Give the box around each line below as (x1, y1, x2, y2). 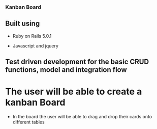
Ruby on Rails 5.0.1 (12, 33, 52, 39)
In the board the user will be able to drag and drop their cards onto (12, 114, 152, 120)
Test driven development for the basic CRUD (5, 58, 149, 66)
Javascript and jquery (12, 42, 58, 49)
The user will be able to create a (5, 86, 142, 97)
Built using (5, 19, 40, 28)
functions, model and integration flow (5, 65, 127, 74)
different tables (12, 119, 45, 125)
